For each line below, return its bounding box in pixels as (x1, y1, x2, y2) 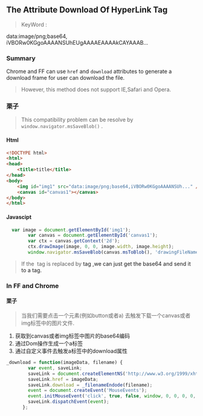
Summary (6, 54, 36, 62)
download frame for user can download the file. (6, 74, 125, 82)
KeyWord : (21, 21, 47, 28)
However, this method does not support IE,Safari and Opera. (21, 86, 172, 93)
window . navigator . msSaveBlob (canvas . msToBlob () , (28, 249, 153, 255)
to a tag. (21, 266, 42, 274)
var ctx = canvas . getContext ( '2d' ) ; (28, 238, 120, 244)
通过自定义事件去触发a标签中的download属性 (14, 347, 128, 355)
